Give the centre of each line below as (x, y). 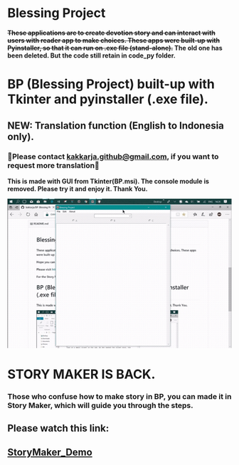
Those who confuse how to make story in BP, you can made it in (119, 396)
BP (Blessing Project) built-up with (111, 84)
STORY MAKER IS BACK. (81, 374)
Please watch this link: (58, 428)
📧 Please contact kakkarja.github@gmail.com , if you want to (113, 156)
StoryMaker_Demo (50, 453)
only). (21, 137)
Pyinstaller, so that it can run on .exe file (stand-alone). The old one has (115, 48)
